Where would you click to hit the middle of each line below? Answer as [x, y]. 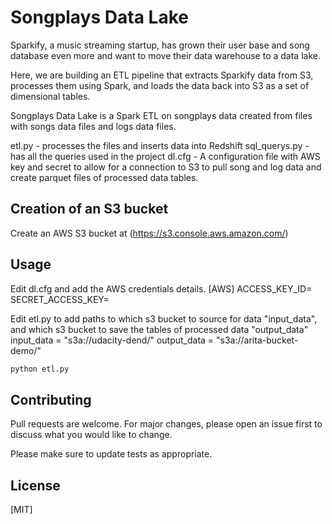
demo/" [26, 350]
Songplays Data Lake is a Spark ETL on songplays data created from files [161, 115]
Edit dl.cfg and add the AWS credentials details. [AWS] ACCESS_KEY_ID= [161, 288]
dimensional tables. [50, 96]
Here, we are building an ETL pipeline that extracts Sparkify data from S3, [162, 75]
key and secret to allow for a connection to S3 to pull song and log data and [166, 167]
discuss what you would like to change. [91, 435]
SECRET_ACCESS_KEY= [60, 299]
